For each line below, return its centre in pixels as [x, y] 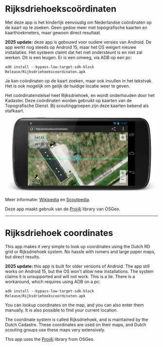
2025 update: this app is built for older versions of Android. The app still [77, 266]
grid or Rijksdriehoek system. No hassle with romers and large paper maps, [80, 252]
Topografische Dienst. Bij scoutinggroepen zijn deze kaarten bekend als [77, 106]
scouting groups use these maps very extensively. [55, 330]
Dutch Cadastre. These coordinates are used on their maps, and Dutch [76, 324]
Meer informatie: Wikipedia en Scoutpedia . [48, 199]
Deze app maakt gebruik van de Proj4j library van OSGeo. [63, 209]
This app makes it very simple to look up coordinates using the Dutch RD [78, 246]
